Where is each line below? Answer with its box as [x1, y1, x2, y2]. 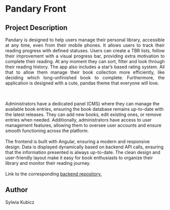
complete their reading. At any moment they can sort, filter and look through [5, 58, 165, 64]
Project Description [5, 23, 68, 32]
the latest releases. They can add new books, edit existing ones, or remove [5, 111, 162, 117]
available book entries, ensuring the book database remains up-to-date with [5, 106, 164, 112]
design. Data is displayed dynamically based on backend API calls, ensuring [5, 144, 163, 150]
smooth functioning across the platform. [5, 128, 89, 134]
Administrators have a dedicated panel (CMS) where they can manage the [5, 101, 160, 107]
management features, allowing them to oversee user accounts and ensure [5, 123, 162, 128]
